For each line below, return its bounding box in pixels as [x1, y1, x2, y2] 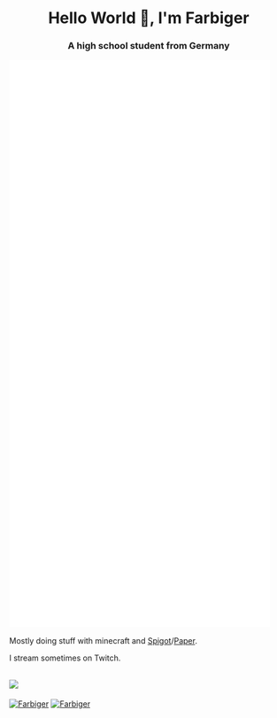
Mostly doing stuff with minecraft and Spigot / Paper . [9, 636, 197, 646]
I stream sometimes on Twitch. [9, 652, 121, 663]
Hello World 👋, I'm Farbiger [48, 8, 250, 28]
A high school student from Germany [67, 40, 230, 52]
